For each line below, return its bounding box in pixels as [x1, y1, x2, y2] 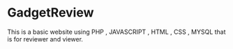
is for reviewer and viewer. [7, 35, 84, 43]
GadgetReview [7, 5, 94, 21]
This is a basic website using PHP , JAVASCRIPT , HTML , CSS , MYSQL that [7, 28, 226, 36]
